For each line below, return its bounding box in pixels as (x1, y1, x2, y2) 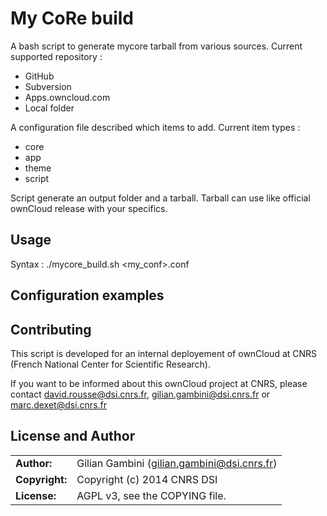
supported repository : (10, 50, 103, 62)
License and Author (10, 428, 136, 445)
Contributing (10, 321, 92, 338)
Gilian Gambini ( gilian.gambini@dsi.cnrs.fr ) (76, 456, 278, 470)
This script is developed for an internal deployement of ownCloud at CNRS (10, 347, 318, 359)
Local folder (24, 102, 75, 114)
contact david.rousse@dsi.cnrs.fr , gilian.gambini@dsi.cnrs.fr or (10, 388, 271, 400)
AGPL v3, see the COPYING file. (76, 488, 227, 502)
